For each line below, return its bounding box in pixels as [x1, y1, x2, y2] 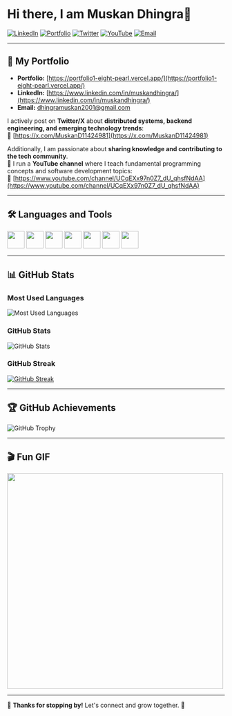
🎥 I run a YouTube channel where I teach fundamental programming [7, 159, 202, 168]
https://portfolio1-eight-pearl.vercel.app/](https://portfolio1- [48, 74, 217, 82]
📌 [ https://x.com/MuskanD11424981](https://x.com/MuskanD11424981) [7, 131, 209, 139]
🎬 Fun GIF [7, 452, 50, 463]
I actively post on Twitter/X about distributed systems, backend [7, 117, 192, 125]
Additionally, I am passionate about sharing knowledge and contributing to [7, 144, 222, 153]
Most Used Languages [7, 293, 84, 302]
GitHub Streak [7, 359, 56, 369]
